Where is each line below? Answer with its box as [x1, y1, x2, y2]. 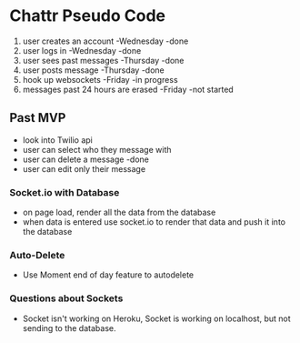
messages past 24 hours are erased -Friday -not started [22, 84, 234, 95]
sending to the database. [22, 322, 116, 333]
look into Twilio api [22, 134, 93, 146]
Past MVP [9, 110, 66, 126]
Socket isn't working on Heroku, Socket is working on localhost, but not [22, 313, 291, 324]
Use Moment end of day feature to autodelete [22, 269, 195, 280]
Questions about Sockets [9, 292, 124, 305]
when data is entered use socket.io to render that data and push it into [22, 217, 286, 227]
